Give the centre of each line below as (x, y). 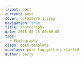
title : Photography (25, 27)
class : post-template (27, 45)
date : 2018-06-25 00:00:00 (32, 32)
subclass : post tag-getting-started (42, 50)
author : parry (19, 54)
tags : (10, 37)
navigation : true (23, 23)
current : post (19, 14)
